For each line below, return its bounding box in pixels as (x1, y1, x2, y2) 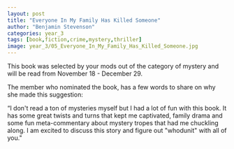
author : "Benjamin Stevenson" (7, 23, 96, 30)
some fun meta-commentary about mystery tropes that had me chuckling (7, 119, 219, 127)
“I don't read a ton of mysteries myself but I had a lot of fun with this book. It (7, 104, 227, 112)
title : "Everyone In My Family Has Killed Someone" (7, 17, 161, 24)
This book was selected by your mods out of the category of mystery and (7, 62, 219, 70)
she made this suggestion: (7, 90, 84, 99)
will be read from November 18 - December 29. (7, 69, 143, 78)
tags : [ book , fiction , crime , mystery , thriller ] (7, 36, 142, 43)
